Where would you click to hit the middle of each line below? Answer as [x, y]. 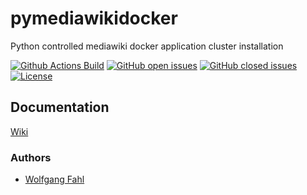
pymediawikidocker [94, 18]
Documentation [60, 107]
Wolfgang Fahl [54, 179]
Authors [31, 157]
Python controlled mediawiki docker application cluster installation [147, 46]
